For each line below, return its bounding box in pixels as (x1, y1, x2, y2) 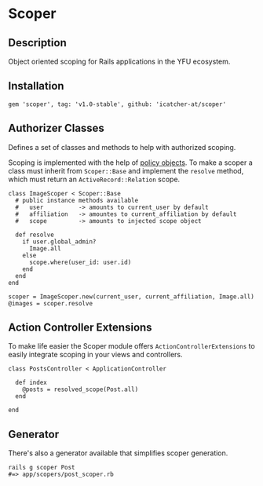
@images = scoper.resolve (8, 299, 93, 307)
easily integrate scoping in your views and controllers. (8, 350, 183, 360)
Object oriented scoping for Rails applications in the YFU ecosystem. (8, 57, 231, 66)
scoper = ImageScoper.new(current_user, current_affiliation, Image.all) (8, 292, 255, 301)
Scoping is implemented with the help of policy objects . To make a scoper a (8, 158, 253, 167)
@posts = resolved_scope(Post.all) (22, 386, 139, 393)
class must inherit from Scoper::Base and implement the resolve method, (8, 166, 244, 175)
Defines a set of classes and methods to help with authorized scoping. (8, 142, 236, 152)
